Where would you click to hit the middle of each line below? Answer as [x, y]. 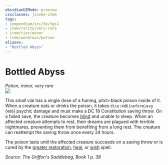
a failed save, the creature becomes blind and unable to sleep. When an [79, 116]
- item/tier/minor [24, 33]
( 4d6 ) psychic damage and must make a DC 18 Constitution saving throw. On [84, 111]
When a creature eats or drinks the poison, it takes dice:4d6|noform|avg [79, 105]
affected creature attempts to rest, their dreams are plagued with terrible [80, 121]
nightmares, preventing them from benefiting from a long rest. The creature [83, 127]
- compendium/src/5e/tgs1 [32, 24]
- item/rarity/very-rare [31, 28]
